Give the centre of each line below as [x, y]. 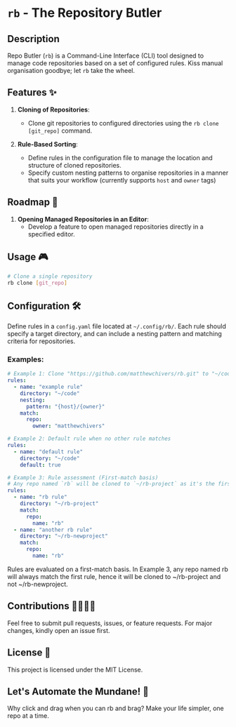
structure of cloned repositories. [74, 165]
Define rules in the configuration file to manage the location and [120, 158]
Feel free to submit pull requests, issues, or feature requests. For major [110, 623]
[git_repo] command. [60, 131]
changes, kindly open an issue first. [59, 630]
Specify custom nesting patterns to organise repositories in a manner [128, 173]
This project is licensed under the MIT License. [75, 669]
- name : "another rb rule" [53, 530]
